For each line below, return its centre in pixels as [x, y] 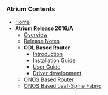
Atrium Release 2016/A [44, 28]
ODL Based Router [47, 47]
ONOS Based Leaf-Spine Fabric [63, 86]
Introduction [47, 54]
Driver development [57, 73]
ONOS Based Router [49, 79]
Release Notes [41, 41]
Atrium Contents [31, 9]
